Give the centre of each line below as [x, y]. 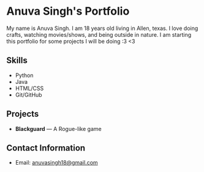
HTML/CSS [29, 88]
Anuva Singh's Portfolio [68, 11]
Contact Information [46, 148]
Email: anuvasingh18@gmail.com [56, 163]
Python [24, 75]
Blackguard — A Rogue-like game [59, 129]
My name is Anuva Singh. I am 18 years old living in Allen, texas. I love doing [102, 28]
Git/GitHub [28, 95]
